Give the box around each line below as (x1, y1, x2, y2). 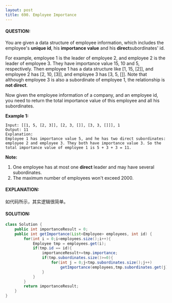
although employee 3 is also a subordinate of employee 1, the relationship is (5, 76, 165, 82)
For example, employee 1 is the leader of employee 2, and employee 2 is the (5, 55, 165, 61)
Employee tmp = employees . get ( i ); (32, 241, 106, 246)
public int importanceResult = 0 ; (14, 226, 88, 232)
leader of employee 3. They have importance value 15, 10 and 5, (5, 60, 140, 67)
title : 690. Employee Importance (5, 12, 77, 17)
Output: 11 (5, 127, 29, 132)
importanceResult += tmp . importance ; (41, 250, 118, 256)
